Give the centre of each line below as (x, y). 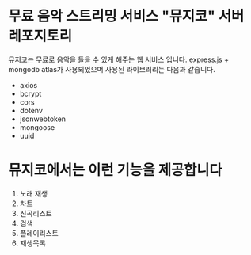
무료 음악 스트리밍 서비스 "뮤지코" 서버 (126, 16)
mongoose (37, 127)
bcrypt (30, 93)
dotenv (31, 110)
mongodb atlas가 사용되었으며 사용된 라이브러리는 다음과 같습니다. (112, 69)
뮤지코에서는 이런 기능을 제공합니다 (116, 170)
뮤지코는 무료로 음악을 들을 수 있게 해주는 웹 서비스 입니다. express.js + (119, 59)
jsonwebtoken (42, 119)
